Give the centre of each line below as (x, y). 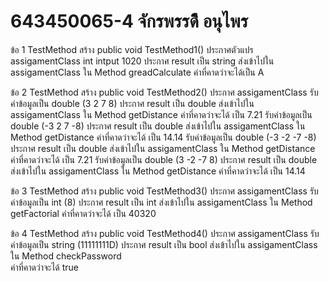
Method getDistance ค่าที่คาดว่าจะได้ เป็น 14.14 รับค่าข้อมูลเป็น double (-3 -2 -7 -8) (163, 137)
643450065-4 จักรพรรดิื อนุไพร (129, 21)
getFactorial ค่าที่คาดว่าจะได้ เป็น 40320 (83, 213)
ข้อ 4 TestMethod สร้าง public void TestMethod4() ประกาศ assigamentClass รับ (165, 233)
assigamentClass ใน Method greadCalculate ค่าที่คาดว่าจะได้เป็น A (137, 72)
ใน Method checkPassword (66, 256)
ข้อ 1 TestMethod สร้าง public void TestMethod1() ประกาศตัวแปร (132, 49)
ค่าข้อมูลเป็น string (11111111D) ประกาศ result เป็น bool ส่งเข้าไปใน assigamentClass (164, 244)
